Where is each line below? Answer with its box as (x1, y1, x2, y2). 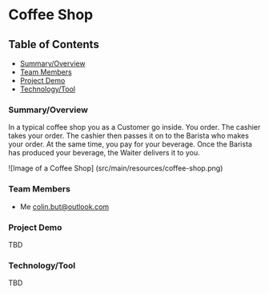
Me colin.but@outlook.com (19, 202, 110, 211)
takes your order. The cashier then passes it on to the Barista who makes (8, 131, 250, 141)
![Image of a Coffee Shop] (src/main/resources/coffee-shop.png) (8, 163, 223, 173)
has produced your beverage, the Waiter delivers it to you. (8, 148, 200, 158)
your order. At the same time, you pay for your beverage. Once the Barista (8, 139, 252, 149)
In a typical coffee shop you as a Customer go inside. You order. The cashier (8, 123, 261, 132)
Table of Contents (8, 38, 100, 51)
